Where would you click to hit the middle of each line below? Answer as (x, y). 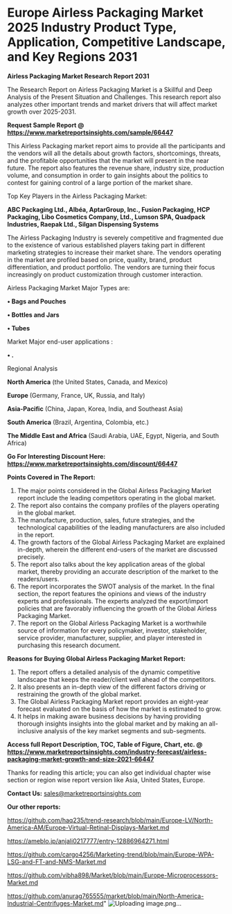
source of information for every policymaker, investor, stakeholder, (112, 630)
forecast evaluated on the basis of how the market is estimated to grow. (119, 709)
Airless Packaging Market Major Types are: (69, 288)
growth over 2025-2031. (42, 112)
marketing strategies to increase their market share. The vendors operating (114, 252)
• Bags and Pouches (37, 301)
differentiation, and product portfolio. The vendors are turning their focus (111, 267)
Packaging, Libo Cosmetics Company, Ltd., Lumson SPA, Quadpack (106, 217)
